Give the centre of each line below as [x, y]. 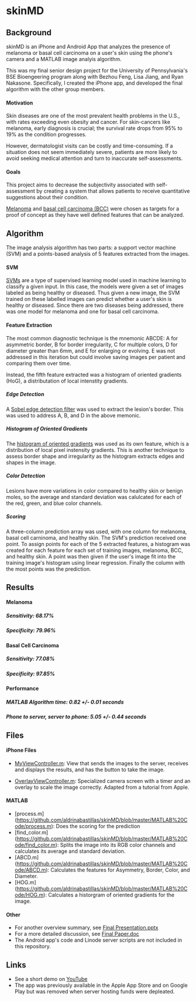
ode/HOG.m [29, 895]
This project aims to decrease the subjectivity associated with [80, 185]
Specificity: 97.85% [31, 674]
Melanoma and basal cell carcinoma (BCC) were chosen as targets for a [93, 209]
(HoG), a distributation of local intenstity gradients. [67, 381]
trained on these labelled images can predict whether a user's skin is [89, 299]
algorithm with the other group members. [56, 89]
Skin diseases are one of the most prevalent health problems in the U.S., [93, 116]
